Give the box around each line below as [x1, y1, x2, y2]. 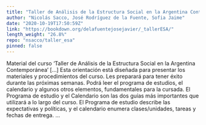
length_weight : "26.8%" [6, 32, 67, 38]
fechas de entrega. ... [6, 111, 60, 119]
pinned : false [6, 43, 43, 49]
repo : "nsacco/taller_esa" [6, 37, 75, 43]
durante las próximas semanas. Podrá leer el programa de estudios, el [6, 79, 183, 86]
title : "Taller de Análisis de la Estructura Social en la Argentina [6, 9, 188, 15]
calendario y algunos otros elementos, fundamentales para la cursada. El [6, 85, 191, 93]
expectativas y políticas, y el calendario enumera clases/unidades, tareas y [6, 105, 196, 112]
